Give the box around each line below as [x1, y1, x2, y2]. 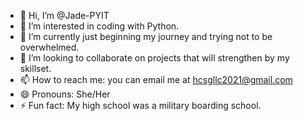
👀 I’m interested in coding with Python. [19, 20, 180, 32]
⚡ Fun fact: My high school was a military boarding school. [19, 100, 262, 111]
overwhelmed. [19, 41, 80, 53]
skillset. [19, 63, 52, 74]
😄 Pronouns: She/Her [19, 88, 111, 100]
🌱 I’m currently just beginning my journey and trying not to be [19, 31, 273, 42]
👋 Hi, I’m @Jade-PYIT [19, 10, 110, 21]
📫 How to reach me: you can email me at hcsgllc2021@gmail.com [19, 74, 293, 85]
